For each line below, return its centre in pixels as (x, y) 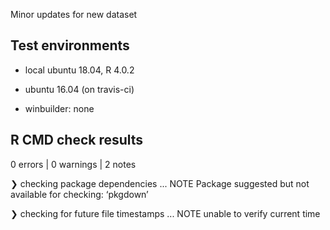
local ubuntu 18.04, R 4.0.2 (79, 70)
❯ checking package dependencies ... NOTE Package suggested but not (160, 183)
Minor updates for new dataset (74, 14)
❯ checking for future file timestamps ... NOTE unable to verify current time (165, 213)
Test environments (70, 45)
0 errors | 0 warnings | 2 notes (73, 164)
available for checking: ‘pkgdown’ (79, 194)
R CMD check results (77, 140)
